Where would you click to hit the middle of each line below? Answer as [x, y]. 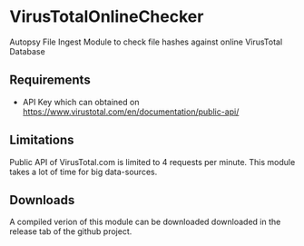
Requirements [50, 80]
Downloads [42, 200]
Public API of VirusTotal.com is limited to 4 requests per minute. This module [152, 162]
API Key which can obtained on [81, 102]
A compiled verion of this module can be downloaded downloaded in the [145, 222]
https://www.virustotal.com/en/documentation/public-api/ [131, 112]
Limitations [42, 140]
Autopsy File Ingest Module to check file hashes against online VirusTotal [146, 42]
